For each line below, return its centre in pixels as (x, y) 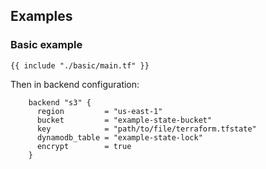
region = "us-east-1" (99, 111)
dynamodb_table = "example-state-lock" (119, 137)
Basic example (46, 45)
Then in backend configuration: (75, 84)
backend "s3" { (60, 102)
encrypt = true (84, 146)
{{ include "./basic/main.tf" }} (80, 65)
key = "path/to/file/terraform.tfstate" (146, 129)
